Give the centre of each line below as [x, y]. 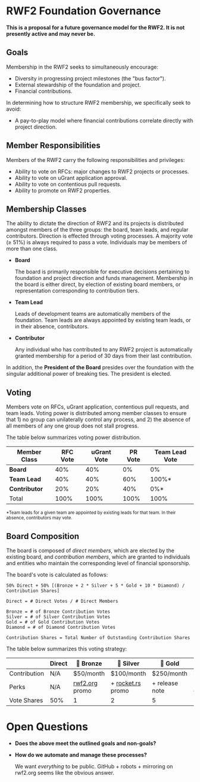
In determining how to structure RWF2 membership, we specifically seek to [99, 102]
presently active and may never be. [51, 33]
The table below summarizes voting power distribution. [74, 437]
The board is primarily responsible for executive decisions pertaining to [102, 272]
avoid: [14, 109]
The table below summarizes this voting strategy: [67, 649]
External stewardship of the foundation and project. [78, 85]
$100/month [128, 673]
